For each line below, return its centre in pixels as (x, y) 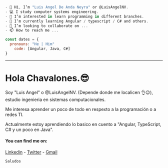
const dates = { (22, 39)
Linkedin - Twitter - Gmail (31, 152)
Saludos (13, 161)
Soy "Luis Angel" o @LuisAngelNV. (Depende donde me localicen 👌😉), (79, 92)
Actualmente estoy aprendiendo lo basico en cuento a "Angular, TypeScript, (83, 124)
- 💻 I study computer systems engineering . (52, 12)
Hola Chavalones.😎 (47, 78)
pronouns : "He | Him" (32, 44)
